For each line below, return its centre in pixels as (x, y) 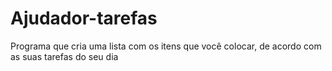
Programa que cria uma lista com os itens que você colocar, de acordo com (166, 46)
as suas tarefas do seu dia (64, 56)
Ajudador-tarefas (84, 18)
